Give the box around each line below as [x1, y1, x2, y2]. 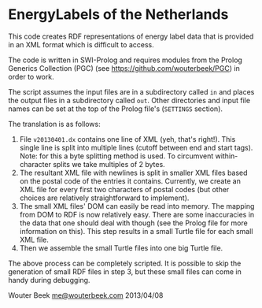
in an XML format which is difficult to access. [8, 39, 155, 49]
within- [215, 151, 238, 161]
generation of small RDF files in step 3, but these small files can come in [8, 266, 242, 276]
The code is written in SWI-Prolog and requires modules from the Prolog [8, 55, 242, 65]
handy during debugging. [8, 275, 90, 284]
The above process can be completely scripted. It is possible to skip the [8, 258, 242, 268]
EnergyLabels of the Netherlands [8, 6, 229, 24]
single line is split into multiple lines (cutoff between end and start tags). [19, 143, 253, 152]
